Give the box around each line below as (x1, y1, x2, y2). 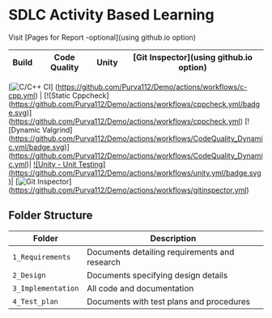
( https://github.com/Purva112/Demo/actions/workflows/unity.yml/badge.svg (8, 167, 261, 177)
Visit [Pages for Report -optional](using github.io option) (8, 32, 197, 42)
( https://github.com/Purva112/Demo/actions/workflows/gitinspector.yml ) (8, 184, 249, 195)
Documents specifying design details (86, 269, 228, 281)
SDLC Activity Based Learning (8, 6, 215, 24)
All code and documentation (86, 282, 194, 294)
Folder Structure (8, 209, 93, 223)
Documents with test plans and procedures (86, 295, 251, 307)
